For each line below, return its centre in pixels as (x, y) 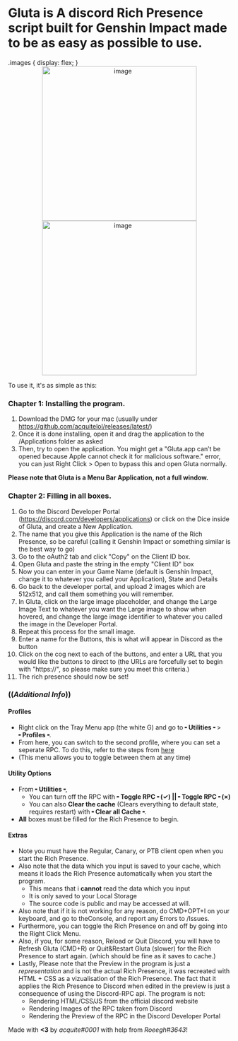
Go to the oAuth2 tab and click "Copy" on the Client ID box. (104, 557)
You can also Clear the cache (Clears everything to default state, (123, 804)
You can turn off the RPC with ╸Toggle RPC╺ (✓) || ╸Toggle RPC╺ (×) (130, 797)
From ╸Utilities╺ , (43, 789)
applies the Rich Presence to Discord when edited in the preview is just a (124, 986)
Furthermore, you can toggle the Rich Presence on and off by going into (123, 926)
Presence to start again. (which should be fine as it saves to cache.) (117, 956)
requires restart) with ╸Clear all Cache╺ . (88, 811)
